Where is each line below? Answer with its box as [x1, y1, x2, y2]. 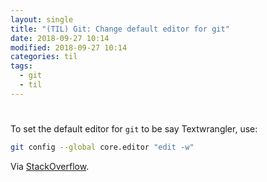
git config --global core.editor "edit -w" [10, 142, 195, 152]
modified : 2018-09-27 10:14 [10, 42, 128, 53]
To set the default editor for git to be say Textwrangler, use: [10, 122, 258, 135]
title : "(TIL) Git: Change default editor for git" [10, 24, 230, 34]
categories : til [10, 52, 78, 62]
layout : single [10, 14, 74, 25]
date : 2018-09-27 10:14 [10, 33, 110, 43]
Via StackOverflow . [10, 160, 90, 172]
